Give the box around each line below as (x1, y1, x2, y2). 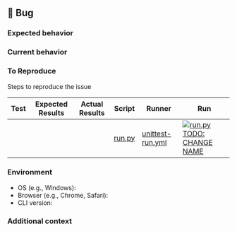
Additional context (7, 216, 73, 226)
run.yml (142, 137, 167, 147)
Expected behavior (7, 28, 74, 38)
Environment (7, 167, 53, 177)
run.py (114, 133, 135, 143)
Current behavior (7, 47, 68, 57)
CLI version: (17, 199, 53, 207)
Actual (80, 99, 104, 109)
